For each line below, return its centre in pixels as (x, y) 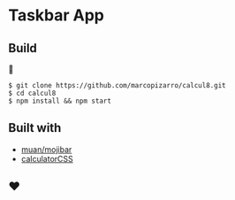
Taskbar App (57, 15)
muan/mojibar (46, 149)
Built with (35, 128)
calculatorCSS (47, 158)
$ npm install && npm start (60, 101)
